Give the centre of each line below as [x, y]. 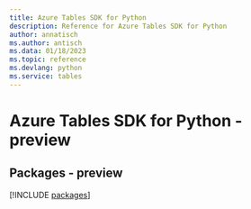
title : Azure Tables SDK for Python [78, 18]
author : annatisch [44, 34]
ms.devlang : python [46, 68]
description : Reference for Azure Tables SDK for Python [118, 26]
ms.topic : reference [48, 59]
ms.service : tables [46, 77]
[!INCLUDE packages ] [50, 195]
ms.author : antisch [46, 43]
